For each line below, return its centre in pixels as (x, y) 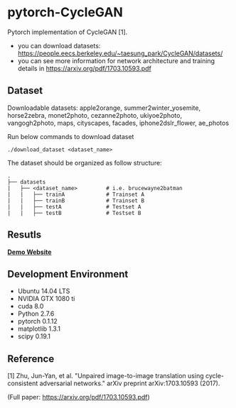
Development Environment (68, 274)
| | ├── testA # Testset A (74, 206)
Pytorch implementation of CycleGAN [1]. (68, 32)
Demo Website (29, 252)
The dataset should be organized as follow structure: (85, 162)
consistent (23, 383)
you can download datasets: (59, 45)
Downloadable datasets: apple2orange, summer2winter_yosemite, (104, 108)
